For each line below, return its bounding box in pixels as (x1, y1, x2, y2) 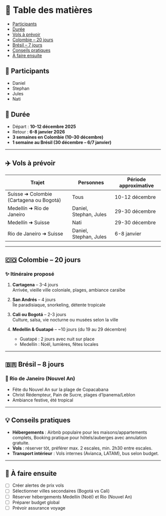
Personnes (78, 179, 104, 186)
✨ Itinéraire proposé (5, 270, 54, 277)
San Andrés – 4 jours (12, 297, 56, 303)
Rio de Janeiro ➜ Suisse (7, 230, 63, 237)
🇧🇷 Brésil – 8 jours (5, 360, 64, 369)
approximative (119, 182, 154, 189)
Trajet (30, 179, 45, 186)
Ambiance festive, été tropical (12, 397, 74, 403)
